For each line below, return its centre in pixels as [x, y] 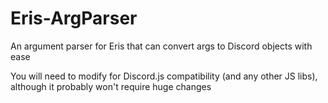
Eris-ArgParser [74, 18]
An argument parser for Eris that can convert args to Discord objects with [161, 46]
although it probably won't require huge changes [111, 86]
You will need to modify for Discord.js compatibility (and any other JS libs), [164, 76]
